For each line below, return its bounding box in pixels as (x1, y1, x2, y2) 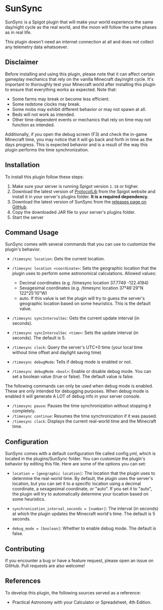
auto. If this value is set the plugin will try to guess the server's (19, 296, 145, 301)
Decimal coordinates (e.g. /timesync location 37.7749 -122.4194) (19, 280, 149, 286)
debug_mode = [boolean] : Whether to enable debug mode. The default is (12, 525, 157, 531)
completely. (12, 408, 36, 414)
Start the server (12, 214, 44, 220)
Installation (5, 161, 40, 169)
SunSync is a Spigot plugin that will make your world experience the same (5, 19, 154, 25)
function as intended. (12, 122, 55, 128)
